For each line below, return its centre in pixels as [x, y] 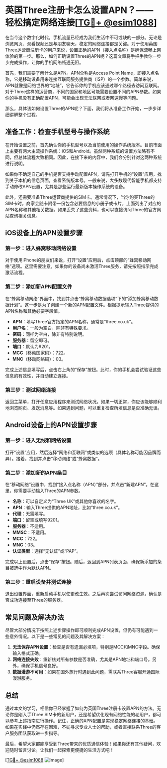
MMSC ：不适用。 [30, 532]
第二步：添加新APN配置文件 [39, 287]
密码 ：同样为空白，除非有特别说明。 [49, 334]
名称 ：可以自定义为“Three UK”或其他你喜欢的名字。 [65, 502]
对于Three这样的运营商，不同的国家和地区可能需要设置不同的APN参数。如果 [83, 91]
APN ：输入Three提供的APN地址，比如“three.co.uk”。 [67, 508]
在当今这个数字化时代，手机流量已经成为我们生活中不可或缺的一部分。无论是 [83, 37]
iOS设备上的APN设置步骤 [44, 233]
